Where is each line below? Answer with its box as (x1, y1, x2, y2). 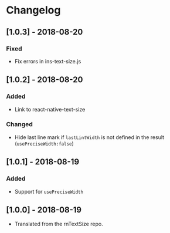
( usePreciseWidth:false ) (14, 140, 74, 147)
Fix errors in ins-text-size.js (14, 58, 81, 65)
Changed (6, 120, 33, 129)
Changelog (6, 4, 61, 17)
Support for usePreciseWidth (14, 188, 84, 195)
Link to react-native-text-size (14, 106, 86, 113)
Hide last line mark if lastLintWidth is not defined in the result (14, 133, 165, 141)
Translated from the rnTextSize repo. (14, 221, 104, 228)
